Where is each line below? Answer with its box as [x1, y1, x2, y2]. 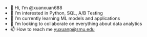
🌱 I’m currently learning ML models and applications [10, 15, 120, 21]
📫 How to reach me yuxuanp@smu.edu [10, 26, 95, 32]
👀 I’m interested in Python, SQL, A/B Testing [10, 10, 103, 16]
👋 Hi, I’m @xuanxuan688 [10, 5, 62, 10]
